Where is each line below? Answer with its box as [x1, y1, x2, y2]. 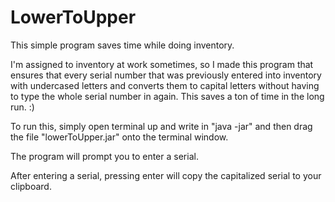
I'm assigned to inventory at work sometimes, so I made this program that [10, 58, 314, 70]
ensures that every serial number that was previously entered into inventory [10, 69, 322, 81]
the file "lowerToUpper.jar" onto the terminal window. [10, 131, 229, 143]
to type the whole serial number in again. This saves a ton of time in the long [10, 90, 325, 102]
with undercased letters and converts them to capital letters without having [10, 79, 320, 91]
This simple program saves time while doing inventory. [10, 39, 235, 51]
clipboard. [10, 180, 52, 192]
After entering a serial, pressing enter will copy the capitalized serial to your [10, 169, 322, 181]
